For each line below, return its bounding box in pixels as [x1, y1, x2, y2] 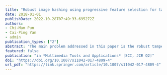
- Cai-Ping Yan [5, 30, 37, 35]
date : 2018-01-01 [5, 12, 41, 17]
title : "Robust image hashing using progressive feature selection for [5, 7, 157, 12]
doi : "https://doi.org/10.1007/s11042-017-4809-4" [5, 58, 112, 63]
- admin [5, 35, 21, 40]
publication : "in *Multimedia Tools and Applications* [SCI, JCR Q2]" [5, 53, 155, 58]
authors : [5, 21, 23, 26]
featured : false [5, 48, 39, 53]
